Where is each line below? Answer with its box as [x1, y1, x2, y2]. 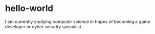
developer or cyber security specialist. [5, 23, 83, 29]
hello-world [5, 3, 54, 14]
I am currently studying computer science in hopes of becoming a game [5, 19, 151, 24]
